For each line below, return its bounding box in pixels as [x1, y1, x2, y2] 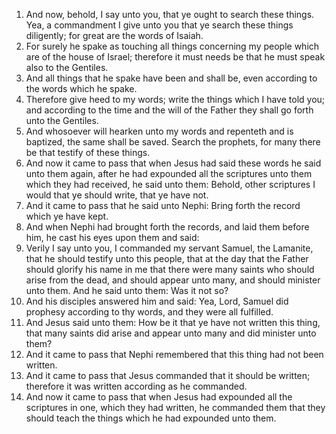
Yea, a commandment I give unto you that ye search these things [25, 19, 294, 31]
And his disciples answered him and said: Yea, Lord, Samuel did [25, 295, 289, 307]
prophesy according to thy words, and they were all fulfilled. [25, 306, 274, 318]
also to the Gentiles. [25, 62, 109, 73]
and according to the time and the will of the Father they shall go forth [25, 104, 314, 116]
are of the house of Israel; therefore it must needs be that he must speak [25, 51, 326, 63]
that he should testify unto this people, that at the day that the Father [25, 253, 309, 264]
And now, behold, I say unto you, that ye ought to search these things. [25, 9, 315, 20]
